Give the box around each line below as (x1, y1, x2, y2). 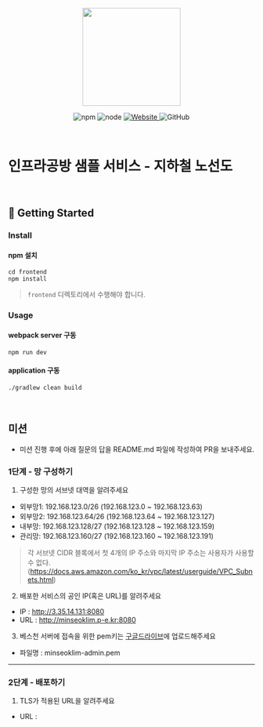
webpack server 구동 (8, 330, 77, 340)
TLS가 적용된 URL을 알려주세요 (19, 696, 115, 706)
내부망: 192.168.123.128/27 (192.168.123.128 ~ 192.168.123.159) (19, 522, 215, 531)
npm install (8, 275, 47, 283)
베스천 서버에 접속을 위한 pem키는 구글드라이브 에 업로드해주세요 (19, 631, 217, 641)
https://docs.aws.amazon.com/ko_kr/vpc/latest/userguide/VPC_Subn (30, 566, 253, 576)
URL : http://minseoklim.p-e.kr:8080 (19, 615, 137, 624)
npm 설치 (8, 250, 38, 260)
